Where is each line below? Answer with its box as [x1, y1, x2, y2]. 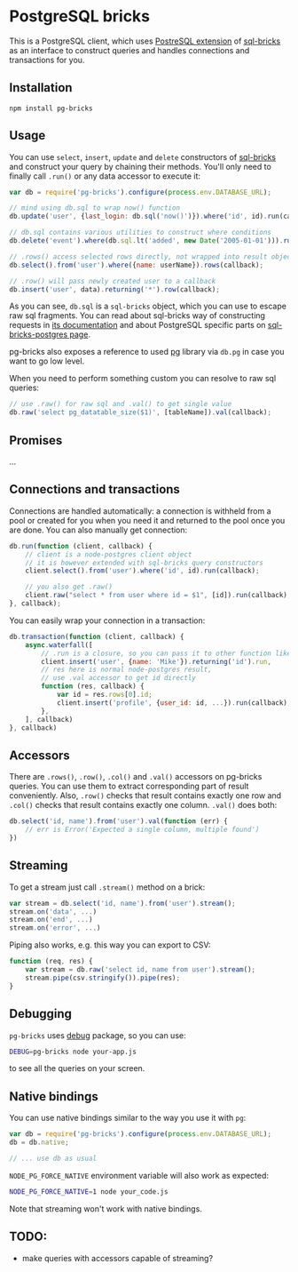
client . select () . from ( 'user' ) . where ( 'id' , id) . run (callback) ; [25, 566, 260, 575]
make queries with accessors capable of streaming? [21, 1252, 214, 1263]
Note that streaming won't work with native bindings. [9, 1203, 202, 1214]
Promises [9, 433, 63, 448]
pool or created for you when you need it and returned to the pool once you [9, 515, 286, 525]
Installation [9, 80, 73, 95]
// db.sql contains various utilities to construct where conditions [9, 228, 272, 237]
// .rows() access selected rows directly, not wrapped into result [9, 252, 268, 261]
